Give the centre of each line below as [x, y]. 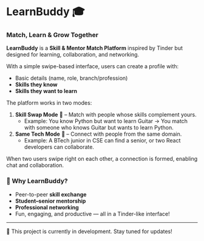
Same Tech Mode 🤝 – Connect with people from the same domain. [98, 134]
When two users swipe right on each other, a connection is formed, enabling [102, 159]
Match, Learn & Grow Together [53, 35]
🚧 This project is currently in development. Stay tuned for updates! [90, 231]
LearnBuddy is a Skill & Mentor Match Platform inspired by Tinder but [95, 48]
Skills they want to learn [46, 91]
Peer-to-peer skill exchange [51, 194]
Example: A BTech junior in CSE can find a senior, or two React [102, 141]
